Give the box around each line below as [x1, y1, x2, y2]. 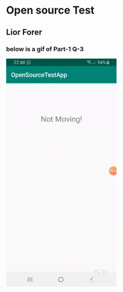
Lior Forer [6, 27, 42, 37]
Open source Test [6, 4, 95, 17]
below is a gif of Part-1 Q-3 [6, 45, 84, 53]
